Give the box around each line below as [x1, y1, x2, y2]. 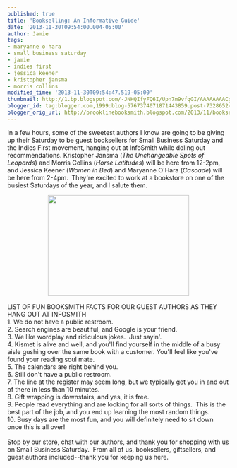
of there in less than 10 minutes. [7, 385, 100, 393]
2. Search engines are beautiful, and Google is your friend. [7, 324, 178, 333]
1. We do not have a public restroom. [7, 317, 114, 326]
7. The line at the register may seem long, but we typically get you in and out [7, 378, 229, 386]
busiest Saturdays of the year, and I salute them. [7, 181, 148, 189]
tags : [7, 37, 23, 44]
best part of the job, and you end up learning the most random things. [7, 407, 210, 416]
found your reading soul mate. [7, 355, 95, 363]
